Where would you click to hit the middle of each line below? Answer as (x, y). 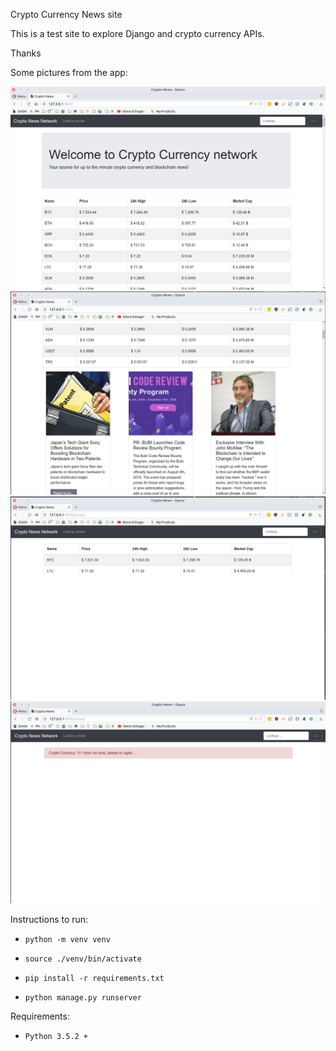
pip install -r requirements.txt (94, 979)
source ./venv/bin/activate (83, 959)
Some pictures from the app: (69, 72)
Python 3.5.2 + (56, 1037)
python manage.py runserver (83, 998)
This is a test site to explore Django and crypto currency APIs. (137, 33)
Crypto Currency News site (66, 14)
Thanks (26, 53)
